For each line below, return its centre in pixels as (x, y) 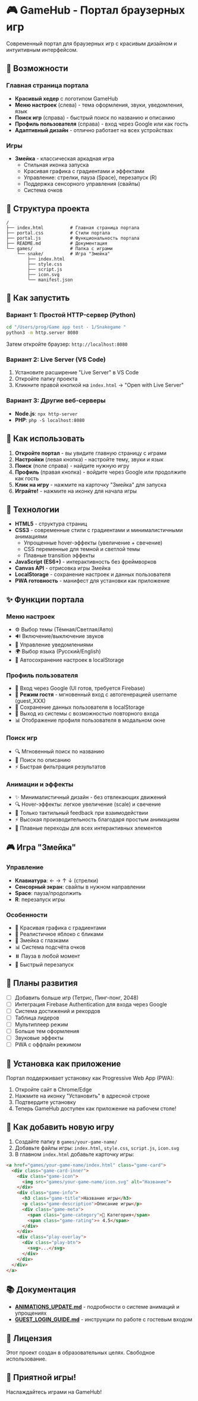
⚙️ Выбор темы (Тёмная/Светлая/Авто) (64, 630)
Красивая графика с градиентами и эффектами (84, 171)
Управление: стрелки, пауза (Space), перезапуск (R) (90, 177)
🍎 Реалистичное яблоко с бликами (59, 934)
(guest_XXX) (30, 701)
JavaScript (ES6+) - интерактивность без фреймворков (86, 562)
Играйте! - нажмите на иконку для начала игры (76, 491)
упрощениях (31, 1313)
